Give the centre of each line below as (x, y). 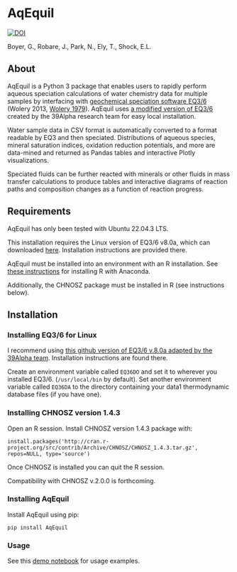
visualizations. (28, 160)
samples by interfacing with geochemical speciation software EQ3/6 (107, 101)
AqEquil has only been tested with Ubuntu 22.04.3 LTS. (88, 228)
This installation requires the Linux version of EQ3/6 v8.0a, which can (109, 242)
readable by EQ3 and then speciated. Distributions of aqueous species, (111, 137)
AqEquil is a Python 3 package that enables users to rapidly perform (107, 86)
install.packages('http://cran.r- (59, 441)
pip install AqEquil (38, 527)
